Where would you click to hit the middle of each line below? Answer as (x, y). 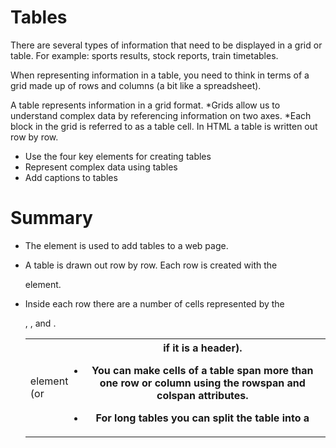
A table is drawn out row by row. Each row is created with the (151, 265)
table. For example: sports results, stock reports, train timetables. (144, 55)
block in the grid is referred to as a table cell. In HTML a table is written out (164, 126)
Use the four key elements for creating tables (118, 156)
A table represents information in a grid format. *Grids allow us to (145, 105)
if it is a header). (203, 348)
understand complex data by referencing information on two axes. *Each (161, 115)
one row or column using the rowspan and (202, 383)
